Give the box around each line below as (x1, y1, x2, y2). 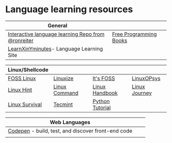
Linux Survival (8, 101, 42, 108)
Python (92, 98, 110, 105)
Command (53, 89, 78, 96)
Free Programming (112, 31, 157, 38)
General (48, 22, 68, 29)
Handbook (92, 89, 118, 96)
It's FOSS (92, 75, 115, 82)
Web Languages (50, 119, 91, 126)
